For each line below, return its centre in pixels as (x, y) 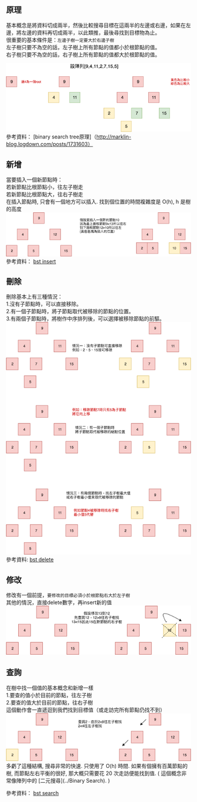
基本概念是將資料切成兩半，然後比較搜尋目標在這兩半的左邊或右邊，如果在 (96, 25)
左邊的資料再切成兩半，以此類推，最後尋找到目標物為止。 (91, 32)
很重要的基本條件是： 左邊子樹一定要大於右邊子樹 (60, 40)
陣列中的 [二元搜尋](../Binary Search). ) (63, 781)
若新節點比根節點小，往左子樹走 (45, 187)
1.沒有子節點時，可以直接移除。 (44, 304)
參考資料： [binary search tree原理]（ (51, 137)
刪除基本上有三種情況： (34, 297)
